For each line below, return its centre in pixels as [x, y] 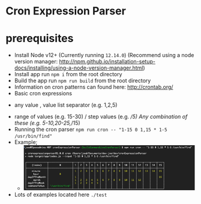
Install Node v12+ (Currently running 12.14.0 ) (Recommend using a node [104, 55]
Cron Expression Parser [66, 11]
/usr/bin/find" [33, 136]
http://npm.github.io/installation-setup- [107, 62]
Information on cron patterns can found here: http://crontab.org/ [94, 87]
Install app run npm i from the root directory [68, 74]
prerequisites [40, 39]
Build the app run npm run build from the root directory [82, 81]
